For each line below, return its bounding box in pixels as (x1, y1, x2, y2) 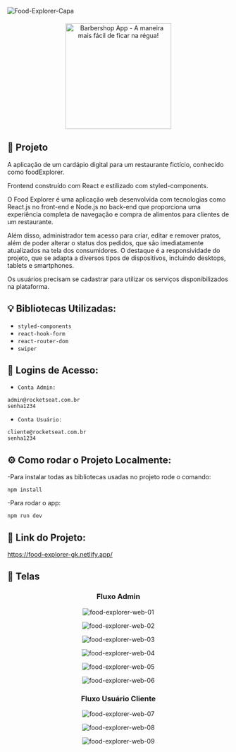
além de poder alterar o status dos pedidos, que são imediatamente (7, 238, 204, 247)
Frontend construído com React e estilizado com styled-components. (7, 181, 209, 190)
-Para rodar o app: (7, 499, 61, 507)
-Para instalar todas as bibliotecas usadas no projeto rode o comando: (7, 473, 211, 481)
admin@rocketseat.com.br (7, 397, 80, 404)
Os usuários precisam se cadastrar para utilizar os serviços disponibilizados (7, 275, 229, 283)
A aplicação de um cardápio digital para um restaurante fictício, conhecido (7, 160, 224, 168)
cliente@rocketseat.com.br (7, 429, 87, 436)
